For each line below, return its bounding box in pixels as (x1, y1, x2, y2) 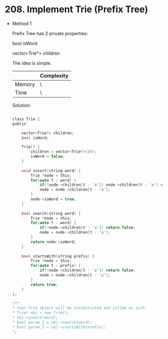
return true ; (31, 282, 59, 287)
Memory (14, 81, 35, 88)
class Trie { (12, 116, 40, 122)
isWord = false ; (31, 154, 65, 159)
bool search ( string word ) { (21, 211, 81, 216)
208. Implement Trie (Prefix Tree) (5, 4, 148, 15)
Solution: (12, 102, 31, 108)
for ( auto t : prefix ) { (31, 263, 81, 269)
